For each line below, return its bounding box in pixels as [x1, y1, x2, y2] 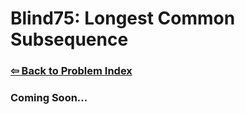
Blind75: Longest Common [10, 7, 236, 30]
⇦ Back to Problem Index [10, 64, 133, 78]
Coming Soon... [10, 91, 88, 105]
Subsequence [10, 28, 129, 51]
